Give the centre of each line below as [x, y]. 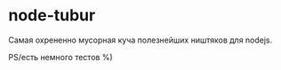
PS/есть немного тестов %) [60, 57]
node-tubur [52, 16]
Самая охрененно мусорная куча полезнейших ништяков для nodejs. [140, 40]
